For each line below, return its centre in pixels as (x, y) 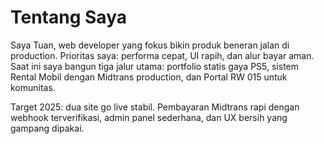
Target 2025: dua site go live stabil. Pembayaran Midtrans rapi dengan (155, 107)
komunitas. (33, 87)
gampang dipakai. (47, 128)
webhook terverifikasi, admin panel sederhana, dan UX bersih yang (149, 117)
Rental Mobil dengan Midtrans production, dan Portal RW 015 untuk (149, 77)
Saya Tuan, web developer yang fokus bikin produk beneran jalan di (150, 45)
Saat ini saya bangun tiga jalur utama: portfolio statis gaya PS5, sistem (155, 66)
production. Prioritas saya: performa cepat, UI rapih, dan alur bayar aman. (162, 55)
